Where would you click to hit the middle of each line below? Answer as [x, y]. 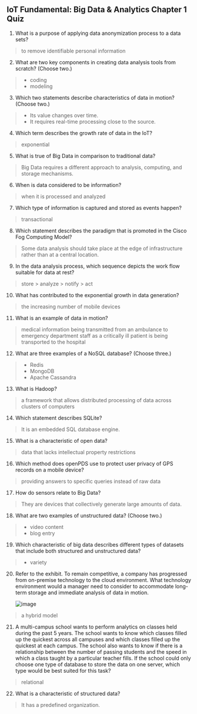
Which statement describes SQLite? [59, 417]
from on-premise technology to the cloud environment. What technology [103, 580]
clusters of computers [48, 406]
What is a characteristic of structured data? [68, 693]
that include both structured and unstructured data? [78, 551]
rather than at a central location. [60, 254]
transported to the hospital [53, 342]
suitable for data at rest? [45, 272]
